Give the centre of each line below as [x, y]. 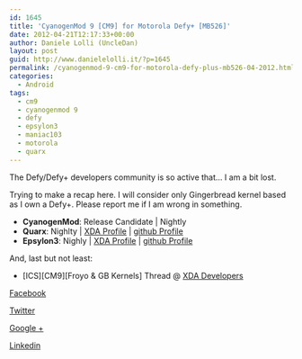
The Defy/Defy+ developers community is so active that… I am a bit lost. [143, 177]
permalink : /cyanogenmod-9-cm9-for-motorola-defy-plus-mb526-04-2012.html [152, 68]
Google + [27, 328]
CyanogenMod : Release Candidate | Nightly [104, 221]
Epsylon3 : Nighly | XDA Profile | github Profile [107, 240]
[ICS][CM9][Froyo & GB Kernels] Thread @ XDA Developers [133, 275]
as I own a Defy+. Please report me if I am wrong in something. [126, 204]
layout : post [34, 51]
